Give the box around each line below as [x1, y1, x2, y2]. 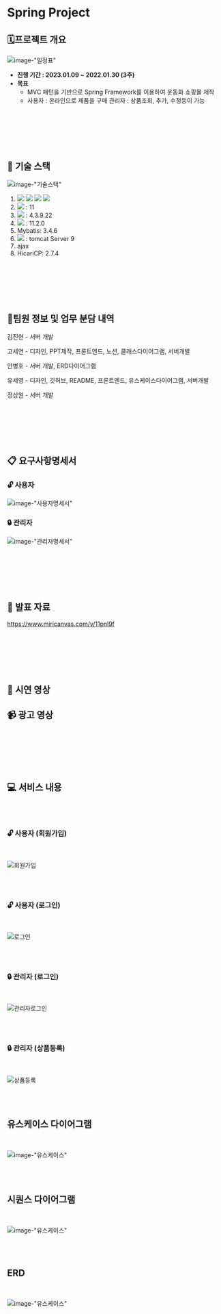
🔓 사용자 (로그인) [7, 900, 61, 910]
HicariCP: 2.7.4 [16, 249, 59, 257]
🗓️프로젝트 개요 [7, 34, 67, 45]
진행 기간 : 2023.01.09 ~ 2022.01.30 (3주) [16, 71, 135, 79]
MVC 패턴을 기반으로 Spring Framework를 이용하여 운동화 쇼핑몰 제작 [27, 88, 215, 96]
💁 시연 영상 [7, 683, 51, 696]
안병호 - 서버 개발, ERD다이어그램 [7, 362, 97, 370]
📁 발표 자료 [7, 601, 51, 613]
